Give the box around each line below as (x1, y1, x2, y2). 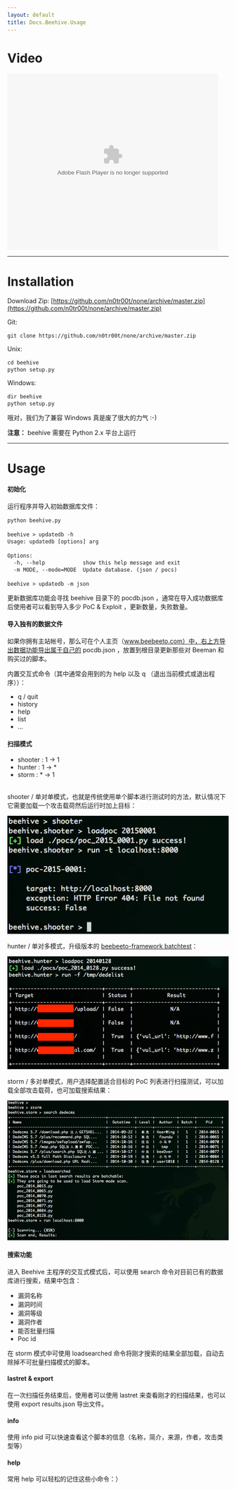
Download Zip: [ (7, 297, 54, 305)
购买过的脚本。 (7, 654, 51, 663)
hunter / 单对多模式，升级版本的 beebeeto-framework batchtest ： (7, 941, 198, 950)
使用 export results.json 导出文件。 (7, 1400, 108, 1408)
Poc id (17, 1334, 37, 1343)
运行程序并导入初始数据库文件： (7, 501, 100, 511)
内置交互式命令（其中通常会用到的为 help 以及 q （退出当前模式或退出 (7, 669, 209, 678)
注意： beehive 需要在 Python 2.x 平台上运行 (7, 429, 136, 437)
